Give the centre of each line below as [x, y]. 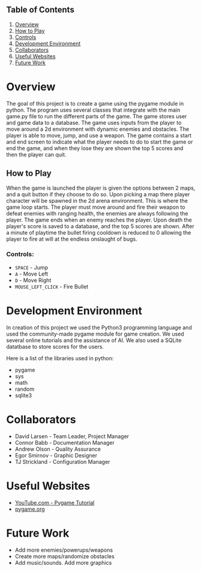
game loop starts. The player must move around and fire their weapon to [96, 207]
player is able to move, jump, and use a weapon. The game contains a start [99, 135]
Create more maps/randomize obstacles [65, 556]
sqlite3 [23, 395]
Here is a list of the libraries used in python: [60, 358]
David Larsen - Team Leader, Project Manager [72, 436]
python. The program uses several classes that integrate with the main [93, 110]
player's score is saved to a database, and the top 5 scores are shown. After [100, 226]
